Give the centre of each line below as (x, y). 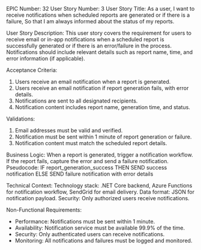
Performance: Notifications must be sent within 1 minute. (85, 222)
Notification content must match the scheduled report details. (91, 143)
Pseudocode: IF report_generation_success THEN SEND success (87, 168)
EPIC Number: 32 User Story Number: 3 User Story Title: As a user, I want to (100, 9)
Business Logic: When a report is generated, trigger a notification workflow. (100, 155)
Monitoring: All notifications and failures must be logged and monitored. (103, 240)
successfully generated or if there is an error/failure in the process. (89, 46)
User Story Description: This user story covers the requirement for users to (99, 33)
